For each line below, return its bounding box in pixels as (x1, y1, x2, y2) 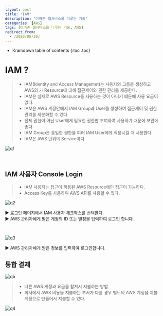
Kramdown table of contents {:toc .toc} (12, 47, 91, 53)
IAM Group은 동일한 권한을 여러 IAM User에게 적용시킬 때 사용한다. (24, 130, 153, 135)
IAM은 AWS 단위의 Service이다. (24, 135, 86, 141)
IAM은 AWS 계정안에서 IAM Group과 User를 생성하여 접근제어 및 (24, 105, 148, 111)
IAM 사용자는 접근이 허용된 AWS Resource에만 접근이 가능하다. (24, 184, 145, 190)
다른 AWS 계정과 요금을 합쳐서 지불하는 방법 (24, 283, 108, 289)
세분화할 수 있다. (37, 111, 69, 117)
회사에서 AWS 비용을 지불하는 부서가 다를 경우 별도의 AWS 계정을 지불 (24, 290, 158, 296)
